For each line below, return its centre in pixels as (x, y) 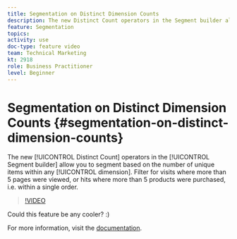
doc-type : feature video (44, 47)
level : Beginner (31, 73)
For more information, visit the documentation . (75, 228)
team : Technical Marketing (47, 54)
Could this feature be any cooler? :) (59, 214)
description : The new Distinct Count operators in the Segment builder (115, 20)
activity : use (28, 40)
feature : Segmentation (41, 27)
